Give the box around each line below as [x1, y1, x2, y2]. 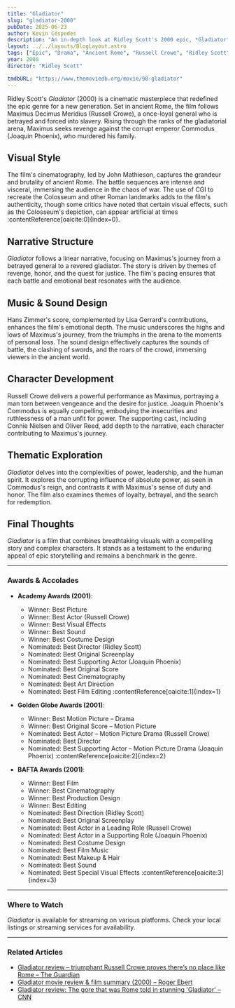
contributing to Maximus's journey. [7, 429, 108, 437]
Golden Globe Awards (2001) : [17, 701, 105, 709]
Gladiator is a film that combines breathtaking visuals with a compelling [7, 537, 213, 545]
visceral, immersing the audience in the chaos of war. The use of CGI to [7, 185, 214, 194]
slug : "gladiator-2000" [7, 17, 77, 24]
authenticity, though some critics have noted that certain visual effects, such [7, 201, 228, 209]
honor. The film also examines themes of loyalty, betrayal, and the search [7, 490, 218, 499]
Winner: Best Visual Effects [27, 620, 106, 629]
